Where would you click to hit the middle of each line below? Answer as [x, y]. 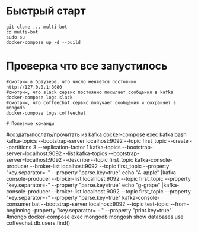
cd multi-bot [22, 32]
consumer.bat [23, 204]
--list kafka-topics [85, 153]
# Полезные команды [30, 123]
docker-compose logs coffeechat [46, 113]
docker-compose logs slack [39, 97]
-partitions [19, 147]
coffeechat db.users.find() [38, 223]
